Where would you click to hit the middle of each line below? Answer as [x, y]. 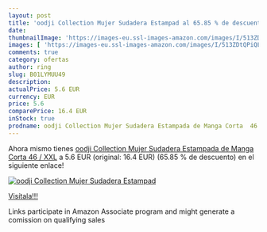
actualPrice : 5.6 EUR [44, 89]
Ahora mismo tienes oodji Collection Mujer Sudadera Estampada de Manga [131, 148]
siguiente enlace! [36, 165]
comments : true [33, 52]
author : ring [30, 67]
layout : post [30, 15]
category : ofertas [39, 60]
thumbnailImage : [35, 38]
